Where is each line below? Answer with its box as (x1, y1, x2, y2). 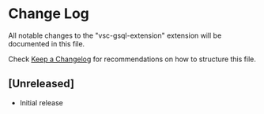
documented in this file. (8, 39, 85, 48)
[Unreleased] (8, 77, 75, 90)
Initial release (19, 97, 63, 107)
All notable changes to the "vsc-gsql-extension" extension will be (8, 31, 222, 40)
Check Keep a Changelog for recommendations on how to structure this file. (8, 54, 257, 64)
